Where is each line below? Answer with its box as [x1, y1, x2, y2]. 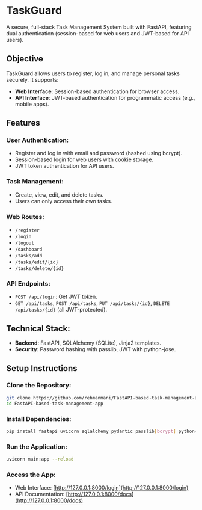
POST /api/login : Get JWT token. [14, 293, 97, 301]
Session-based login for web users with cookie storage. [14, 156, 154, 163]
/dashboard [14, 247, 43, 253]
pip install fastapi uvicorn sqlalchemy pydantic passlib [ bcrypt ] [6, 428, 176, 434]
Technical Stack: [6, 323, 70, 334]
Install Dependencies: [6, 414, 72, 423]
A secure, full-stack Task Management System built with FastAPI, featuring [6, 23, 192, 31]
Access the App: [6, 470, 56, 479]
